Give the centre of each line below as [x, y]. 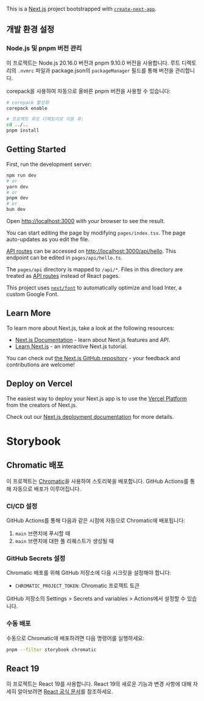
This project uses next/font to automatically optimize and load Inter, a [94, 288]
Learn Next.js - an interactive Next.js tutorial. [71, 346]
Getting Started [36, 150]
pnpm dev [17, 198]
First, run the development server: [49, 164]
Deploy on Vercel [40, 384]
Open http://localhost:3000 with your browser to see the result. [86, 221]
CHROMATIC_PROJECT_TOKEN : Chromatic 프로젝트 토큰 [77, 586]
